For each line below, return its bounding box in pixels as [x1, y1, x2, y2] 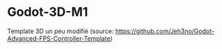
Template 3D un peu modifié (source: [7, 27, 114, 35]
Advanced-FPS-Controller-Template [7, 34, 111, 42]
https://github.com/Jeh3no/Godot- [115, 27, 214, 35]
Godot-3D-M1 [7, 4, 88, 20]
